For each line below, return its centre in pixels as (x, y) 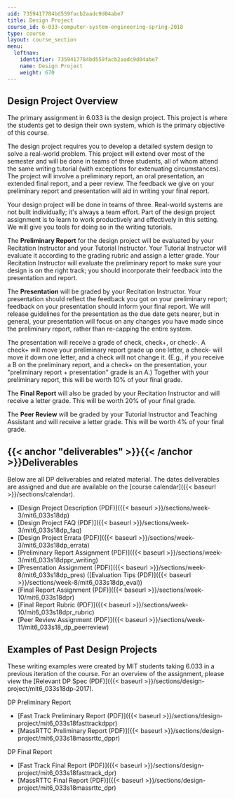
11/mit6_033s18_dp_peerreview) (63, 627)
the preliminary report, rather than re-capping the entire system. (100, 329)
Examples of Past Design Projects (82, 649)
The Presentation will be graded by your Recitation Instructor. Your (104, 291)
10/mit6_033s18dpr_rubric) (56, 612)
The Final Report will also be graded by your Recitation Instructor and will (114, 393)
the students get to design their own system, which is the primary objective (116, 125)
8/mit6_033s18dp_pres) (51, 575)
